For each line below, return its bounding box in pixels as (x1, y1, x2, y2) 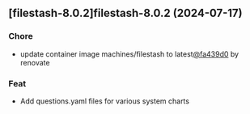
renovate (19, 57, 50, 67)
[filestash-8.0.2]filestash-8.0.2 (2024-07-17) (8, 6, 243, 20)
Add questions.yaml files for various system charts (19, 96, 190, 106)
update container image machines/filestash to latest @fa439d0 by (19, 49, 239, 59)
